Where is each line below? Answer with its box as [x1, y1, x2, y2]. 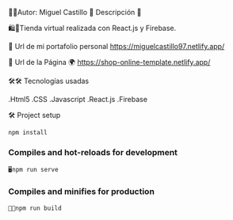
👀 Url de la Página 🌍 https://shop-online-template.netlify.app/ [8, 58, 211, 66]
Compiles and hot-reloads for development [8, 146, 178, 157]
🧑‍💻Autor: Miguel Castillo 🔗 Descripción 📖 [8, 8, 142, 17]
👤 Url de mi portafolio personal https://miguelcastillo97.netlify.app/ [8, 42, 225, 51]
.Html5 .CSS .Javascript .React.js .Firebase [8, 95, 148, 104]
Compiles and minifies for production [8, 186, 155, 197]
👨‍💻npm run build [8, 204, 62, 212]
